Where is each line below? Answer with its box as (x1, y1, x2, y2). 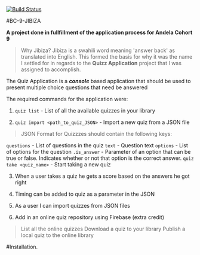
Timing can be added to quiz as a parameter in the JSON (14, 190, 155, 198)
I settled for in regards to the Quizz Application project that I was (20, 60, 182, 66)
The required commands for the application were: (6, 96, 128, 102)
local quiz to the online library (20, 232, 94, 239)
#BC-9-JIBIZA (6, 17, 41, 24)
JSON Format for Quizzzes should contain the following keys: (20, 130, 172, 137)
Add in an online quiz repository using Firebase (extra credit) (14, 214, 164, 221)
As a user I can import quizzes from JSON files (14, 202, 130, 209)
